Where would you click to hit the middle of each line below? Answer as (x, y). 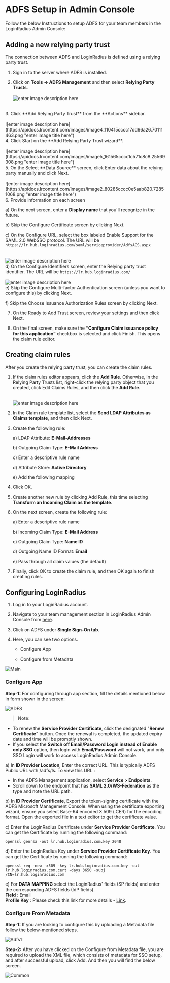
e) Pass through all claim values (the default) (59, 561)
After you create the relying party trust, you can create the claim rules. (79, 367)
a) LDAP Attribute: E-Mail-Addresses (52, 438)
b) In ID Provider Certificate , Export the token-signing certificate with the (82, 801)
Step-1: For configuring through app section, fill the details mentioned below (85, 693)
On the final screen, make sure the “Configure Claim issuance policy (85, 328)
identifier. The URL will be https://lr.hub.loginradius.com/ (68, 271)
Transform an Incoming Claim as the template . (62, 502)
